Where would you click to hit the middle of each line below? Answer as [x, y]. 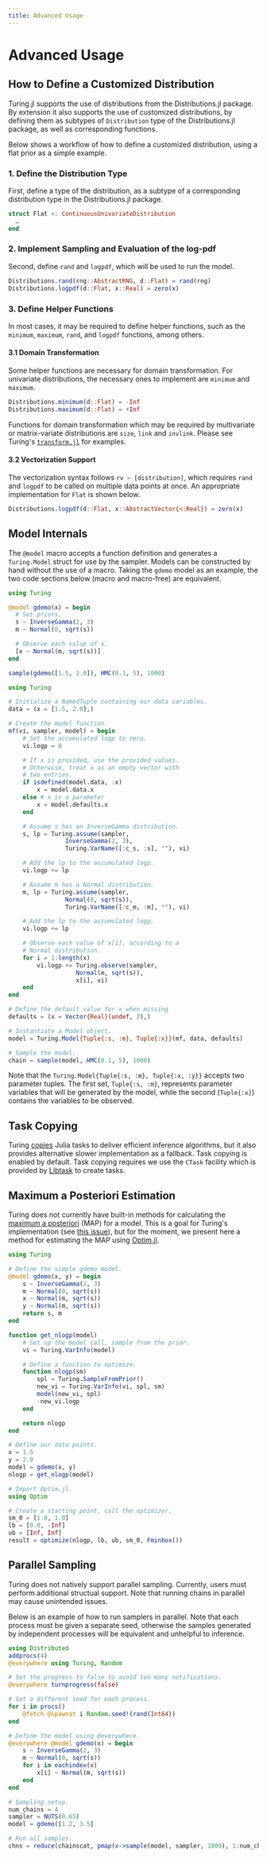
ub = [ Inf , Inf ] [35, 1533]
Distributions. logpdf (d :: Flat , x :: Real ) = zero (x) [94, 288]
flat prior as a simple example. [58, 153]
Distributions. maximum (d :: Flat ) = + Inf [74, 409]
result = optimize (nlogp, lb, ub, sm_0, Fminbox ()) [95, 1541]
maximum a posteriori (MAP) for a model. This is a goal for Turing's [118, 1223]
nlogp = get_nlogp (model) [51, 1474]
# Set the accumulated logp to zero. [85, 738]
